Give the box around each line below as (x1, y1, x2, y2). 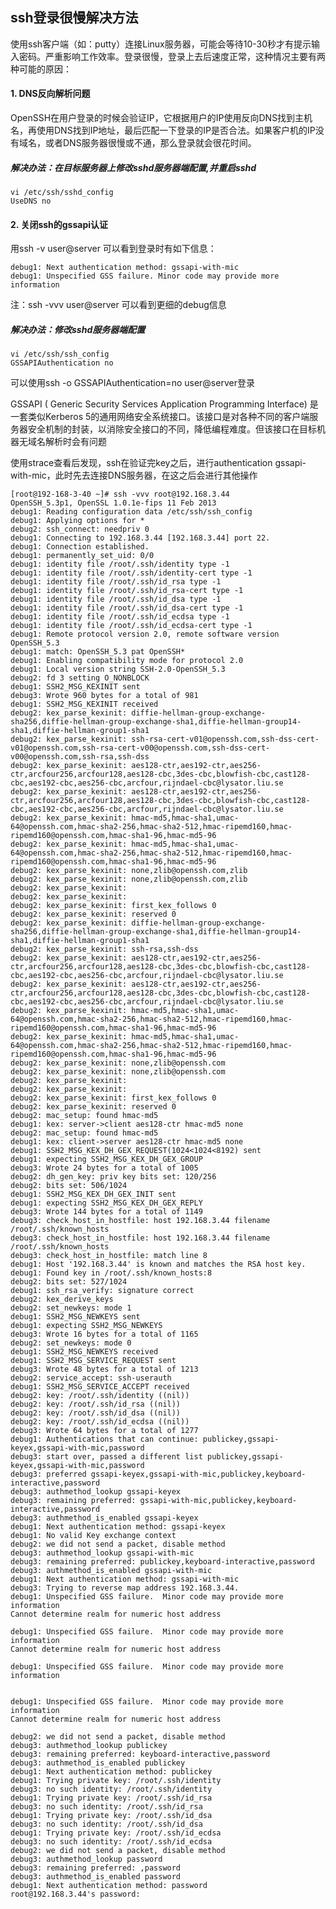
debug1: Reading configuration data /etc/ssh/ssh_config (10, 507, 253, 517)
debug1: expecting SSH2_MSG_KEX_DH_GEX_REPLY (10, 1198, 203, 1208)
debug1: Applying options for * (10, 516, 145, 526)
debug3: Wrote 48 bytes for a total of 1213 (10, 1364, 199, 1375)
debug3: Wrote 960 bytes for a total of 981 (10, 691, 199, 701)
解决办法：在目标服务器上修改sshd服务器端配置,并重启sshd (10, 161, 257, 173)
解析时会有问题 (44, 436, 107, 448)
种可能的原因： (10, 63, 72, 75)
